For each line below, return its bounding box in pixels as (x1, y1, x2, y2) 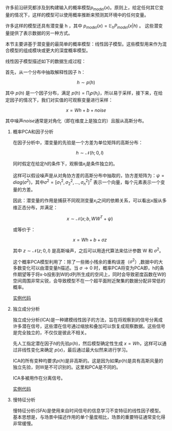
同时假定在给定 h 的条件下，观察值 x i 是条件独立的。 (12, 161, 118, 168)
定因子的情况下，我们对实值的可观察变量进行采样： (5, 97, 113, 103)
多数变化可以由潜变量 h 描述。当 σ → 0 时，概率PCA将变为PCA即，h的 (12, 265, 160, 271)
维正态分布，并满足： (12, 204, 58, 211)
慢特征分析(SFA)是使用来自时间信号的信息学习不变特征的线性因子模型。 (12, 407, 164, 414)
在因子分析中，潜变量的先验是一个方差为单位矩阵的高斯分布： (12, 140, 143, 146)
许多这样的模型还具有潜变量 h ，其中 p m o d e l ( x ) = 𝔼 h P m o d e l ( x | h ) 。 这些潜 (5, 23, 159, 30)
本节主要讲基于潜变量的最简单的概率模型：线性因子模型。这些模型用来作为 (5, 40, 162, 47)
